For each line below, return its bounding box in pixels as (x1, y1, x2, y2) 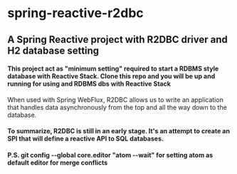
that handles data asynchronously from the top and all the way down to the (7, 103, 228, 111)
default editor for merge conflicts (7, 158, 108, 167)
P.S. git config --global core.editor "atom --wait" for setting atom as (7, 150, 214, 159)
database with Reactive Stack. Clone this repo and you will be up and (7, 72, 216, 81)
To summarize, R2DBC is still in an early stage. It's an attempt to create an (7, 127, 230, 135)
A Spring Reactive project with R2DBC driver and (7, 34, 228, 46)
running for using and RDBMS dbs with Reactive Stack (7, 80, 171, 88)
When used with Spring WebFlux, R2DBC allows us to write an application (7, 95, 224, 104)
